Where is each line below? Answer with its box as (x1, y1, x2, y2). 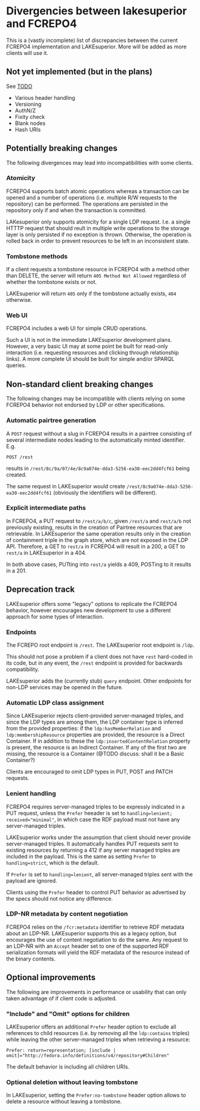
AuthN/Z (14, 106, 36, 114)
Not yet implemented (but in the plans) (6, 67, 153, 77)
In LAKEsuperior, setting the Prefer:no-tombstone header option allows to (6, 1092, 186, 1099)
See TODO (6, 82, 33, 90)
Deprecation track (6, 584, 75, 595)
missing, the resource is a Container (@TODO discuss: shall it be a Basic (6, 750, 184, 757)
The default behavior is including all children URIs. (6, 1063, 130, 1070)
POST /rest (6, 454, 33, 460)
